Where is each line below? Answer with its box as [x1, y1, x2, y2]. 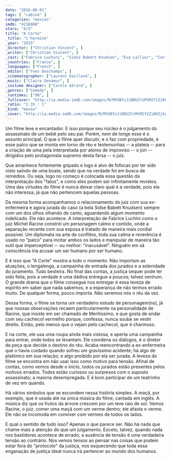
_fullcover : [5, 97, 31, 102]
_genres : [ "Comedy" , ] [5, 87, 53, 93]
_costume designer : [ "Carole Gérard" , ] [5, 83, 93, 88]
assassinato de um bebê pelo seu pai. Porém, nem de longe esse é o [5, 131, 150, 137]
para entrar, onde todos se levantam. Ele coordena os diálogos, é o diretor [5, 336, 161, 343]
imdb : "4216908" [5, 21, 40, 27]
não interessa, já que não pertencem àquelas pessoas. [5, 189, 120, 195]
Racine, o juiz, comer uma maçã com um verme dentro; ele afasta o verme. [5, 406, 163, 412]
